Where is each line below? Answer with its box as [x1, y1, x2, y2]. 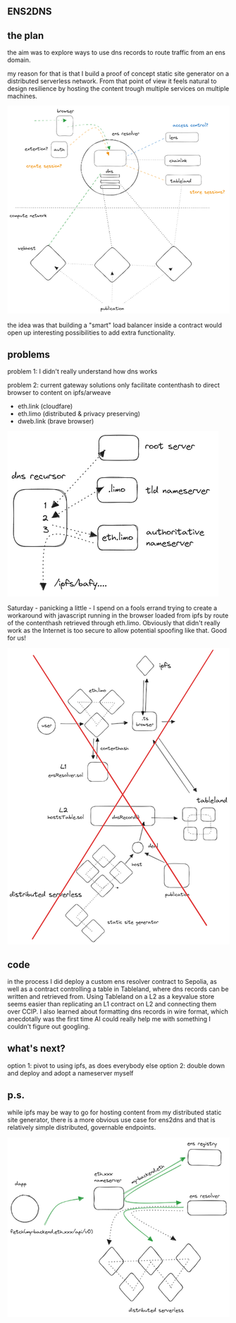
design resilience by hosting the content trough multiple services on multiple [7, 85, 230, 93]
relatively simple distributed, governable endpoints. [7, 1123, 156, 1131]
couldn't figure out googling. [7, 1022, 90, 1030]
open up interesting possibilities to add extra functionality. [7, 328, 176, 337]
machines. [7, 92, 37, 101]
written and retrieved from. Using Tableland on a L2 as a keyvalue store [7, 992, 215, 1000]
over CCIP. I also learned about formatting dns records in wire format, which [7, 1007, 229, 1016]
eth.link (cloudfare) [17, 402, 73, 411]
